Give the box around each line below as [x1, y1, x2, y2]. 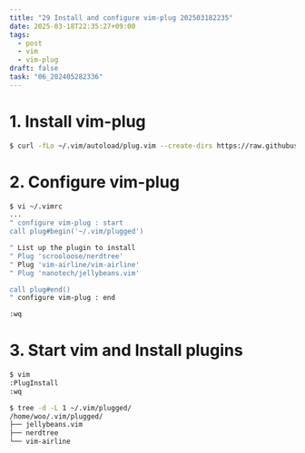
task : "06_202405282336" [9, 72, 103, 82]
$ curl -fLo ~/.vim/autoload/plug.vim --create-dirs [9, 141, 213, 150]
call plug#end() [9, 284, 71, 294]
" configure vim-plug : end [9, 294, 116, 303]
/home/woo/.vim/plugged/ [9, 411, 103, 421]
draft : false [9, 64, 59, 73]
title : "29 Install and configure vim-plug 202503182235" [9, 13, 233, 23]
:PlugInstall [9, 378, 59, 388]
